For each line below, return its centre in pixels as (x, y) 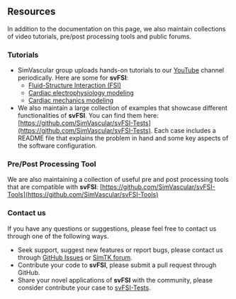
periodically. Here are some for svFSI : (73, 78)
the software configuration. (57, 146)
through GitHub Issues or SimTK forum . (75, 257)
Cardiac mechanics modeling (71, 100)
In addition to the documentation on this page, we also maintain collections (117, 28)
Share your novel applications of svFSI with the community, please (115, 280)
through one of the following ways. (58, 236)
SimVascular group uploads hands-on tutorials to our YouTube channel (121, 70)
